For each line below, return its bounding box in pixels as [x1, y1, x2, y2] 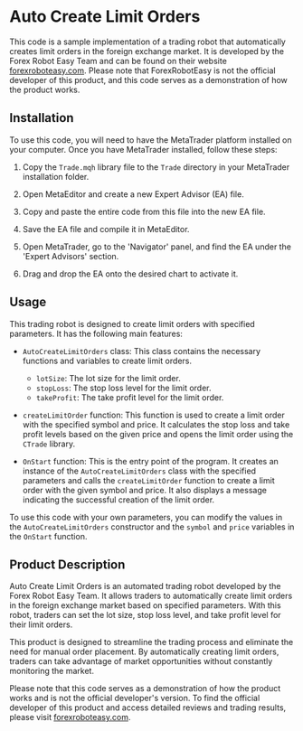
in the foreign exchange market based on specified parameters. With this [9, 600, 282, 611]
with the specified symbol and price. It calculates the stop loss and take [22, 418, 290, 430]
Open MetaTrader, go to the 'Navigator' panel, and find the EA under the [22, 241, 292, 252]
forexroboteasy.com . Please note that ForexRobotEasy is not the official [9, 65, 276, 76]
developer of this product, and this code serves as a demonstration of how [9, 74, 288, 85]
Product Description [9, 557, 126, 572]
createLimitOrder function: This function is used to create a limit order [22, 409, 285, 420]
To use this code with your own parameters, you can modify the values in [9, 511, 283, 522]
